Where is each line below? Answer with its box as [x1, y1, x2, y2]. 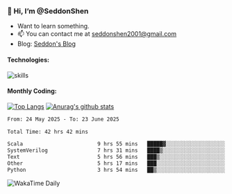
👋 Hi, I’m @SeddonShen [7, 6, 89, 16]
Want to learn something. [17, 22, 90, 30]
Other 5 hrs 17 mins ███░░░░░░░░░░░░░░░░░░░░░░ [7, 160, 226, 167]
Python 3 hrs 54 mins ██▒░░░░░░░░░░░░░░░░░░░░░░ [7, 166, 226, 173]
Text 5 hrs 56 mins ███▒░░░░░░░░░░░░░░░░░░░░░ [7, 154, 226, 161]
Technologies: [7, 55, 50, 64]
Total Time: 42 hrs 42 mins [7, 128, 89, 135]
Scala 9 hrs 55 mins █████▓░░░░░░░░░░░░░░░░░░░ [7, 141, 226, 148]
